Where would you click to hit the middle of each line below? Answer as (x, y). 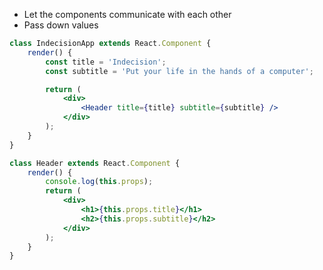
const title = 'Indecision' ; (106, 62)
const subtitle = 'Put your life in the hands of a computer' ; (179, 71)
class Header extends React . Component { (95, 163)
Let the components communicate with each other (127, 14)
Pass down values (61, 25)
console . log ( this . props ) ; (99, 182)
